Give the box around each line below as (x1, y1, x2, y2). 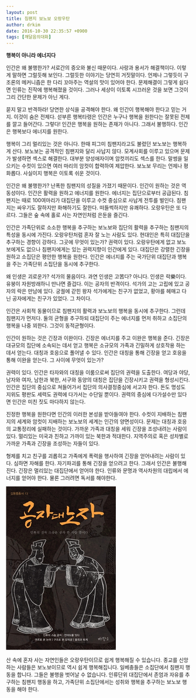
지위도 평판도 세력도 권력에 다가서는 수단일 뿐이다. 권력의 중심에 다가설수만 (6, 391, 177, 398)
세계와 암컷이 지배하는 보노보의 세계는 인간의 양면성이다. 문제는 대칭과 (16, 418, 177, 425)
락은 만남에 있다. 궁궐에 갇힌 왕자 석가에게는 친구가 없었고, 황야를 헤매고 (16, 288, 181, 295)
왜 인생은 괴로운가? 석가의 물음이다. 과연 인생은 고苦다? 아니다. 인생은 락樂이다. (6, 273, 187, 280)
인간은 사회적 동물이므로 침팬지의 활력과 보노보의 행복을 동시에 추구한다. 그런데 (6, 308, 186, 315)
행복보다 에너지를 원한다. (12, 128, 69, 135)
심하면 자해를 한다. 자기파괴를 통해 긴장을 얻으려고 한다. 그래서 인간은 (13, 460, 171, 467)
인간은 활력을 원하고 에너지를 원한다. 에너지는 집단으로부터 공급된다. (27, 189, 183, 196)
